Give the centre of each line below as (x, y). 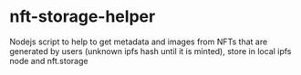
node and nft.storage (49, 61)
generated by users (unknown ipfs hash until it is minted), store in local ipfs (150, 51)
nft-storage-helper (83, 17)
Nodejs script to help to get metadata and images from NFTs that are (139, 42)
